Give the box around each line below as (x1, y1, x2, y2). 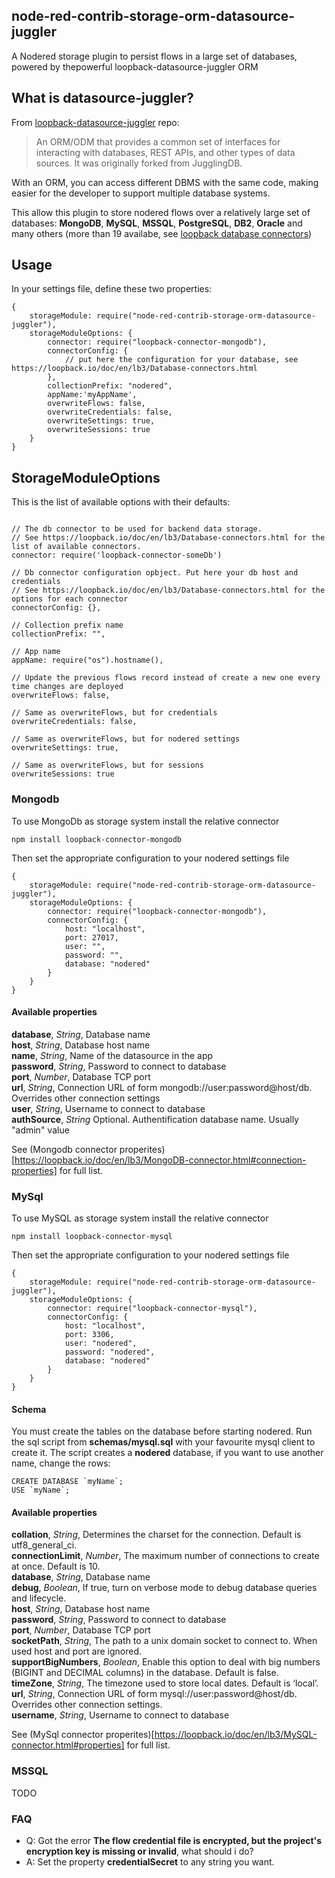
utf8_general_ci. (11, 1539, 78, 1551)
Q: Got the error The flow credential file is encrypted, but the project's (25, 1835, 323, 1847)
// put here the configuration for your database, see (64, 355, 299, 365)
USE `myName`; (11, 1485, 71, 1496)
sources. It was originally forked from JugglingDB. (35, 157, 243, 169)
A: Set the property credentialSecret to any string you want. (25, 1856, 275, 1868)
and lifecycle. (11, 1592, 67, 1604)
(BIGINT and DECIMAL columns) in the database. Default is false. (11, 1667, 279, 1679)
